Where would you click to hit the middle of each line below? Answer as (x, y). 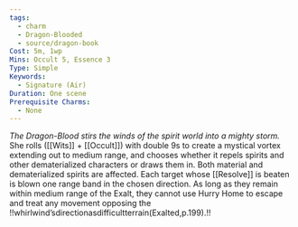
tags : (19, 18)
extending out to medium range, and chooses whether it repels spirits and (147, 156)
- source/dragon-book (58, 43)
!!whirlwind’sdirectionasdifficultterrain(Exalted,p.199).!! (110, 213)
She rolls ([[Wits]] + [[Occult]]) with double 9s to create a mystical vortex (145, 146)
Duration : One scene (48, 93)
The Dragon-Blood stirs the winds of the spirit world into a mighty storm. (144, 136)
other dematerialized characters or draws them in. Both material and (136, 165)
